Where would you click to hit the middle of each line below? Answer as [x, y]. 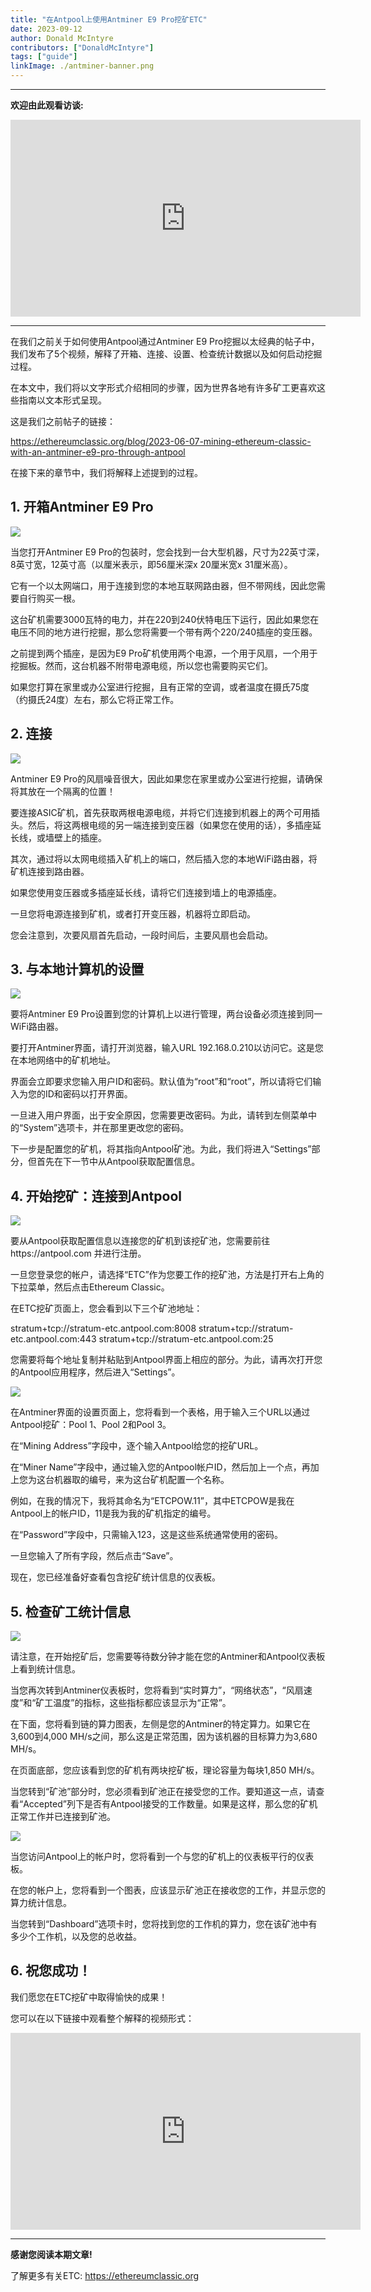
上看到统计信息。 [45, 1669]
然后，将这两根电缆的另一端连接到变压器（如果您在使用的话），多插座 [170, 825]
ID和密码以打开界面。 [88, 1094]
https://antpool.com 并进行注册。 [78, 1253]
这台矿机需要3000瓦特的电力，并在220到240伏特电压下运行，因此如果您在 [165, 619]
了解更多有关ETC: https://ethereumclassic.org [105, 2275]
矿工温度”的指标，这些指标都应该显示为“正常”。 [133, 1703]
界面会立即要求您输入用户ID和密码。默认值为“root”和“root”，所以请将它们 [161, 1082]
